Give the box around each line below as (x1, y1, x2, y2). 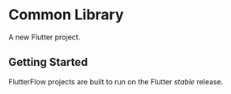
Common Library (8, 6, 124, 24)
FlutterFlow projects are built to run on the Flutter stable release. (8, 76, 224, 86)
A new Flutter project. (8, 32, 81, 42)
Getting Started (8, 55, 88, 69)
